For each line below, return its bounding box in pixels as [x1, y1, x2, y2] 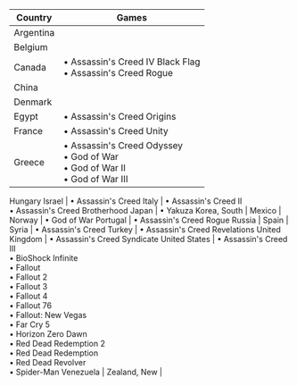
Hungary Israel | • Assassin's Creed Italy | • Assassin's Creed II [9, 196, 243, 206]
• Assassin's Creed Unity [62, 125, 169, 137]
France [13, 125, 43, 137]
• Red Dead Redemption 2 [9, 339, 105, 348]
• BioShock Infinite [9, 253, 78, 263]
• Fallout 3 [9, 281, 48, 291]
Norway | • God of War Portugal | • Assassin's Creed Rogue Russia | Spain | [9, 214, 289, 225]
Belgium [13, 41, 48, 53]
